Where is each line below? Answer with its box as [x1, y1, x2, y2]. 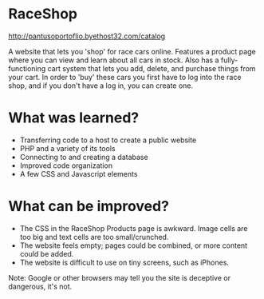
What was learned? [8, 109, 140, 127]
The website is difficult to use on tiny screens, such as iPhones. [19, 257, 230, 267]
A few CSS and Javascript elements [19, 169, 138, 178]
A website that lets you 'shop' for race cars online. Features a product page [8, 46, 257, 56]
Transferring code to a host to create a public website [19, 135, 197, 145]
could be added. [19, 249, 74, 258]
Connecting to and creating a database [19, 152, 149, 161]
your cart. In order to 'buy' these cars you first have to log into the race [8, 72, 242, 82]
